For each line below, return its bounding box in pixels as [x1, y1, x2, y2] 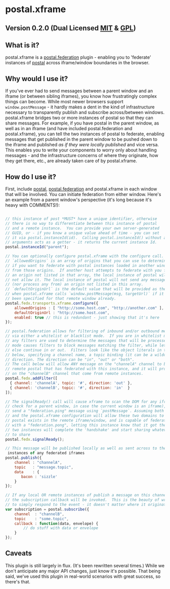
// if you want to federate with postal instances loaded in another [5, 263, 155, 268]
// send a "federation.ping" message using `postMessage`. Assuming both [5, 409, 164, 414]
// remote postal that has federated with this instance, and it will [5, 366, 157, 372]
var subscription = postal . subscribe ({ [5, 506, 90, 512]
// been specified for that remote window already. [5, 296, 116, 301]
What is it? [5, 41, 39, 49]
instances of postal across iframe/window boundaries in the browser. [5, 60, 150, 66]
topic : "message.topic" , [14, 464, 73, 469]
